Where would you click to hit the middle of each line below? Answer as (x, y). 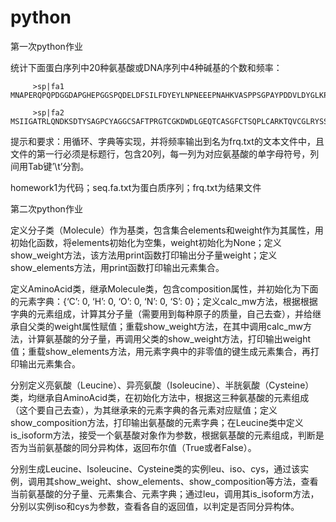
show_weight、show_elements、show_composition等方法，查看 (186, 481)
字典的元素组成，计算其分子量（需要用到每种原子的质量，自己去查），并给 (161, 313)
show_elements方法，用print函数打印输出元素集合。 (117, 267)
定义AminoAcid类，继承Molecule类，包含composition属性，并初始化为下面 (164, 288)
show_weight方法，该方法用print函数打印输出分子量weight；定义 (144, 255)
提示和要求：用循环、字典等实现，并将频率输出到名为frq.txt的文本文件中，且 (167, 141)
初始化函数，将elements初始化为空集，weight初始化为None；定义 (146, 242)
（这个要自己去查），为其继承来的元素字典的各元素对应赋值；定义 (144, 410)
